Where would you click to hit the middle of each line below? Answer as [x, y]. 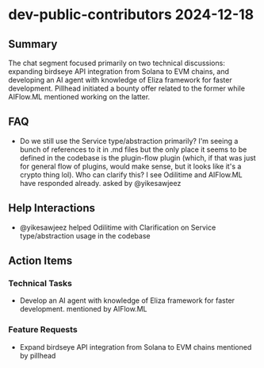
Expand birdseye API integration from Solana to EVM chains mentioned [136, 347]
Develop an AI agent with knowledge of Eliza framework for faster [127, 300]
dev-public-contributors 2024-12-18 [131, 15]
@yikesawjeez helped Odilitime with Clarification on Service [118, 227]
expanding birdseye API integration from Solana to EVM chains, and [119, 72]
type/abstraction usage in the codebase [85, 235]
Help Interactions [52, 208]
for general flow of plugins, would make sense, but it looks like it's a [130, 166]
